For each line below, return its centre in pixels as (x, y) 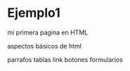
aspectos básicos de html (45, 46)
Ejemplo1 (34, 13)
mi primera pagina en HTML (48, 32)
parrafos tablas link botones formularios (65, 59)
